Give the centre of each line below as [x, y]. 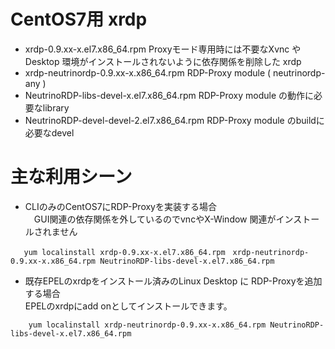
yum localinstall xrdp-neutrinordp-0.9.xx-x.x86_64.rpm [147, 325]
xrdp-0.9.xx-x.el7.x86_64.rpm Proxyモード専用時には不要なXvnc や [163, 49]
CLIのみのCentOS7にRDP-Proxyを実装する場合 [120, 206]
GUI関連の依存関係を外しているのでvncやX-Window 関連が [155, 219]
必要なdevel [49, 132]
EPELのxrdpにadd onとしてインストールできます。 [128, 306]
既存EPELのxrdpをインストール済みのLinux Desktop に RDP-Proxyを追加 [173, 281]
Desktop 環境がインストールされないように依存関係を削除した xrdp [163, 61]
